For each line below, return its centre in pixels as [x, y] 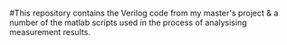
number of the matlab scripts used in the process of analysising [128, 22]
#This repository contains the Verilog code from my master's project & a [144, 13]
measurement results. [50, 32]
